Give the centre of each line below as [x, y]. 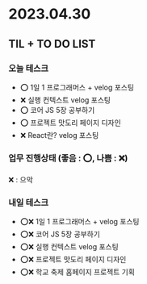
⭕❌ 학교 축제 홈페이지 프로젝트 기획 [78, 272]
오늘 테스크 [29, 68]
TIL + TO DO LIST [52, 44]
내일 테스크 [29, 203]
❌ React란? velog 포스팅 [59, 135]
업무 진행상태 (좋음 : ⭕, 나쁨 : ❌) [68, 158]
